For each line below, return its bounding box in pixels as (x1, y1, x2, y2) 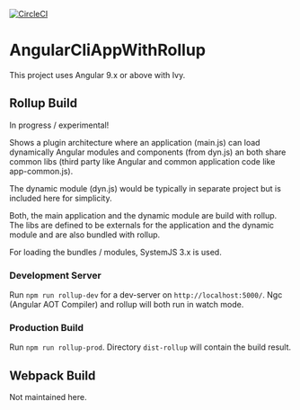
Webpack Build (9, 368, 96, 383)
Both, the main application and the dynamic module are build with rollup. (9, 209, 278, 220)
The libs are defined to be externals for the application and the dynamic (9, 219, 275, 230)
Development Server (9, 269, 101, 281)
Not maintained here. (9, 392, 87, 403)
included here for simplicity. (9, 192, 112, 203)
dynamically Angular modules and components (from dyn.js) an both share (9, 147, 287, 157)
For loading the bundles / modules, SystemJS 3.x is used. (9, 246, 222, 257)
